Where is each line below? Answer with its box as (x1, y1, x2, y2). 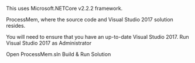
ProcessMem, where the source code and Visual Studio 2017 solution (6, 16, 174, 23)
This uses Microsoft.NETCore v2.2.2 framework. (6, 5, 123, 12)
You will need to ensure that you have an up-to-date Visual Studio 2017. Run (6, 34, 189, 40)
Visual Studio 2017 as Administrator (6, 40, 92, 46)
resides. (6, 23, 26, 29)
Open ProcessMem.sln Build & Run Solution (6, 51, 111, 57)
